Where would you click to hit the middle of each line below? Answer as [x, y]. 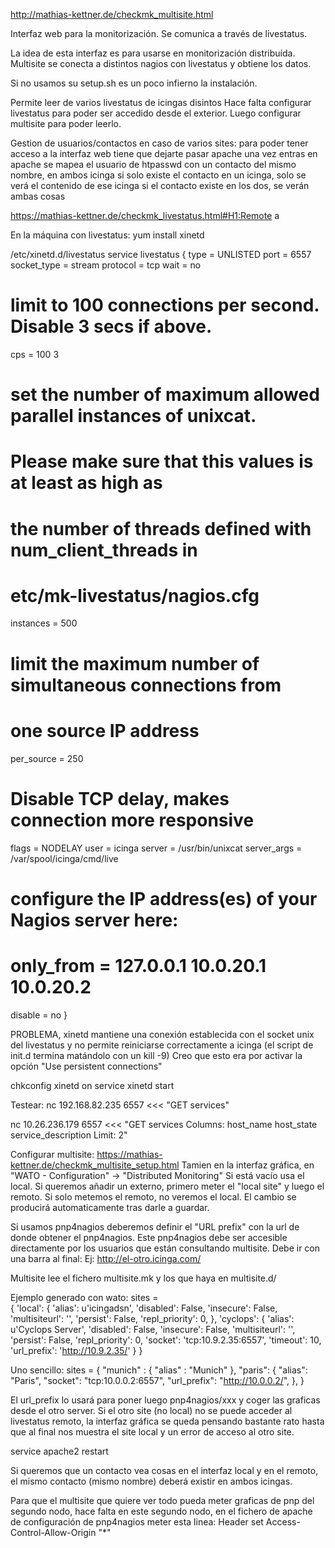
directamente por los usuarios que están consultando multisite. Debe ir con [165, 1248]
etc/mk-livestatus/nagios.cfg [135, 595]
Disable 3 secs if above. [111, 326]
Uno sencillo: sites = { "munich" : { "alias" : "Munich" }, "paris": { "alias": [159, 1370]
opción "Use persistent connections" [86, 1066]
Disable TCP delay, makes [120, 798]
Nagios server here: [94, 920]
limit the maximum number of [135, 663]
